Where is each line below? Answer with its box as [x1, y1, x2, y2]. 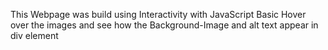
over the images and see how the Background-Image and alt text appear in [10, 19, 319, 31]
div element [10, 30, 59, 41]
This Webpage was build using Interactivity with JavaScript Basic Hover [10, 9, 307, 20]
